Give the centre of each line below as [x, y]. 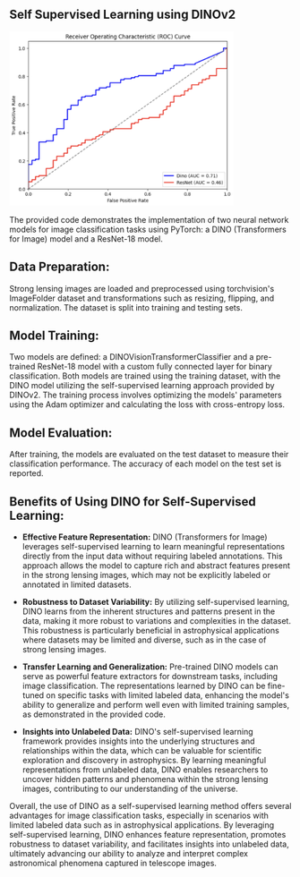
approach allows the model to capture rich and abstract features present [156, 566]
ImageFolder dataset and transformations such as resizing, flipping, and [142, 298]
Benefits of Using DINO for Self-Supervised [133, 502]
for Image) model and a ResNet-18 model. [86, 238]
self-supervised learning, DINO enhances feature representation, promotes [148, 834]
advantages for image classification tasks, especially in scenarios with [139, 815]
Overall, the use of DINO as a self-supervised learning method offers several [150, 806]
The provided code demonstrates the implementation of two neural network [149, 219]
